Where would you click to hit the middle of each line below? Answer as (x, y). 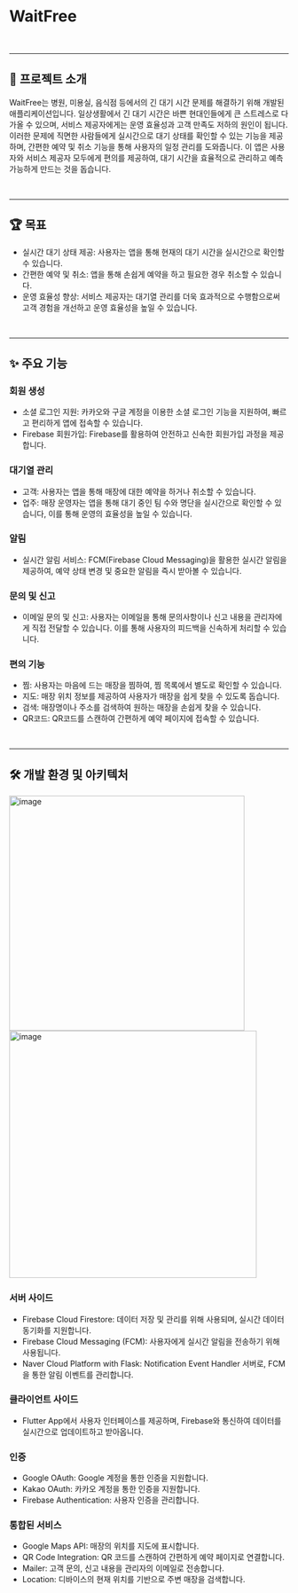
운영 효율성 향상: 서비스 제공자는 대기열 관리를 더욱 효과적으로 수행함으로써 (151, 296)
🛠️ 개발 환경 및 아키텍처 (69, 775)
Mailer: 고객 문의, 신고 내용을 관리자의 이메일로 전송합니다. (123, 1568)
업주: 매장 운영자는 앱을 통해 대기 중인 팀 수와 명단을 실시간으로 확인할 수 (147, 502)
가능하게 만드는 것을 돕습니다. (60, 169)
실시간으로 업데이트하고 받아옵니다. (82, 1432)
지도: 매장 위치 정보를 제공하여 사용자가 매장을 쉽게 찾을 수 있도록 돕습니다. (151, 696)
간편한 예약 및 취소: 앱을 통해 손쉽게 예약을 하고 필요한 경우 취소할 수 (140, 274)
